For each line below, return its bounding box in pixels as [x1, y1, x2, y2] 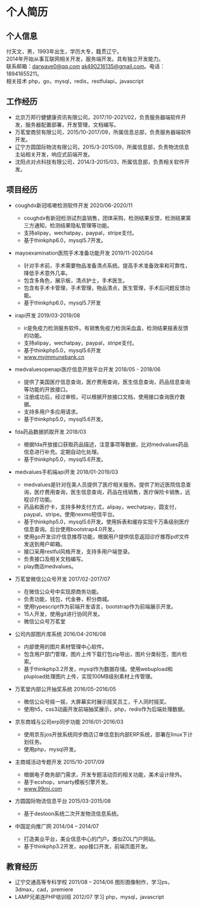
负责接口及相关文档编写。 [23, 555, 87, 562]
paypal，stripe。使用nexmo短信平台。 [23, 510, 118, 518]
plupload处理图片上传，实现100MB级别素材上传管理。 [23, 673, 156, 680]
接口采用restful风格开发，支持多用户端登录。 [23, 548, 134, 555]
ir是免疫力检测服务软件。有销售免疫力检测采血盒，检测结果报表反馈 [23, 324, 189, 331]
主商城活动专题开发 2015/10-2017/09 [14, 758, 105, 765]
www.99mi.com [23, 785, 62, 792]
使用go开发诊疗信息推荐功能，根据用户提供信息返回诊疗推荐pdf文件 [23, 533, 189, 540]
